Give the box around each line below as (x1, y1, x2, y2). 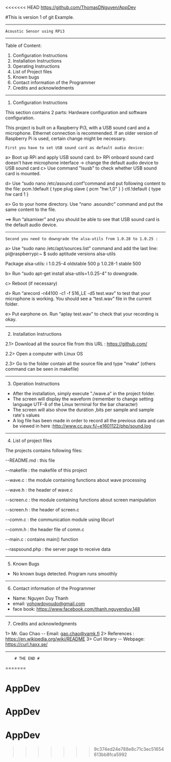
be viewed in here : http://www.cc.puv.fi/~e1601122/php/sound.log (12, 423, 151, 429)
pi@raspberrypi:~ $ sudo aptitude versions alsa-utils (5, 251, 116, 257)
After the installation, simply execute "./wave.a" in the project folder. (12, 391, 155, 396)
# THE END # (14, 656, 40, 661)
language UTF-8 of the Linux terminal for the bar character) (12, 401, 138, 407)
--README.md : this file (5, 457, 55, 463)
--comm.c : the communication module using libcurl (5, 516, 115, 523)
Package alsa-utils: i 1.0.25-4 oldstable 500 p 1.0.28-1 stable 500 (5, 261, 141, 266)
